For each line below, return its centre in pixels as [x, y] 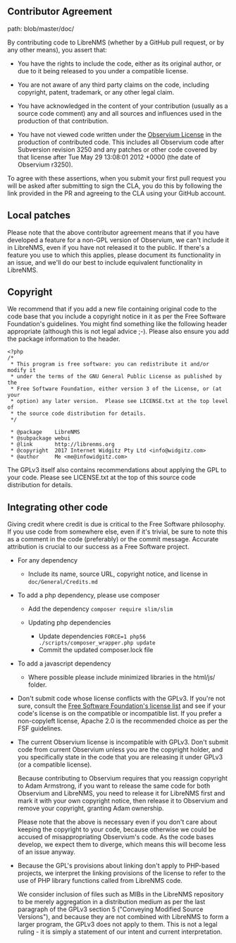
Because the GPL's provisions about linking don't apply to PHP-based [118, 866]
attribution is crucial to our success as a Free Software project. [98, 547]
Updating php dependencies [69, 623]
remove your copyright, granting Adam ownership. [91, 808]
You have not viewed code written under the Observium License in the [119, 134]
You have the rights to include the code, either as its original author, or [119, 64]
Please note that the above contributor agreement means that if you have [113, 232]
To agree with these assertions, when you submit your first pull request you [117, 178]
